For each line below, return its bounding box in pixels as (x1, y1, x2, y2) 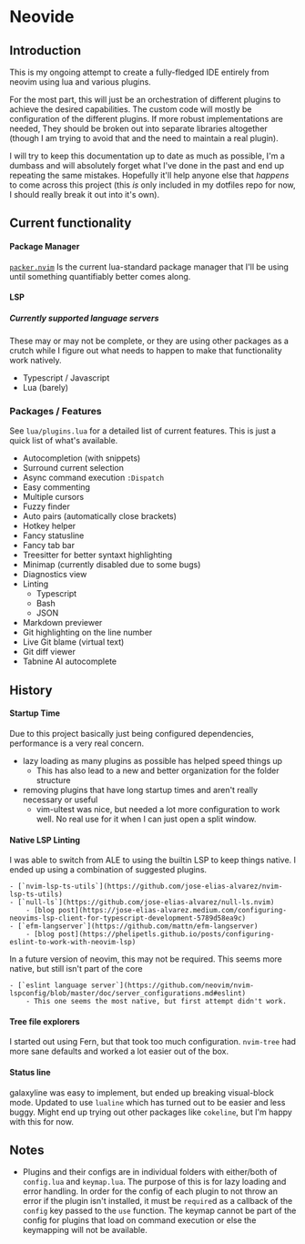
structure (36, 775, 71, 786)
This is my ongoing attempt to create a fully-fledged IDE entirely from (9, 66, 269, 77)
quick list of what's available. (9, 435, 118, 446)
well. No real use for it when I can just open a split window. (36, 813, 257, 825)
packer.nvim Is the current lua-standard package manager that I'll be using (9, 261, 290, 272)
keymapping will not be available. (22, 1225, 147, 1236)
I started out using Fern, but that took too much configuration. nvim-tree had (9, 1036, 297, 1047)
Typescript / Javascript (22, 372, 110, 383)
